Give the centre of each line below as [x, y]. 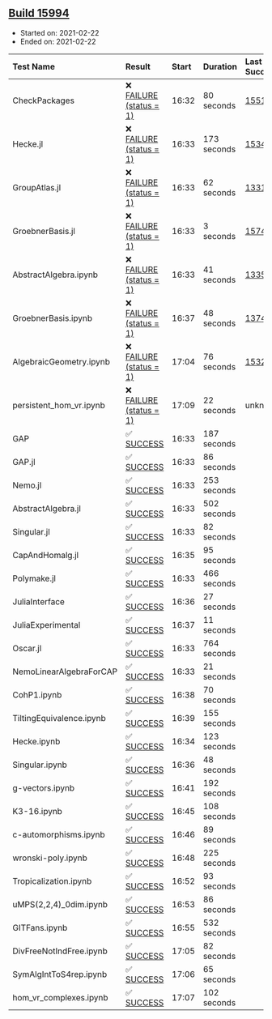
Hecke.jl [28, 143]
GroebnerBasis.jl [44, 231]
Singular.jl [31, 531]
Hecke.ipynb [36, 741]
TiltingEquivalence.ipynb [59, 718]
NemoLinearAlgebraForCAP [65, 672]
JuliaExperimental [47, 625]
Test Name [34, 66]
